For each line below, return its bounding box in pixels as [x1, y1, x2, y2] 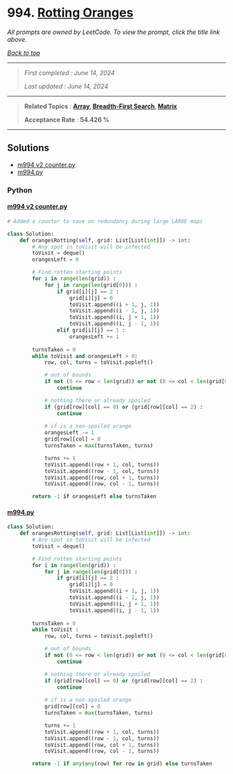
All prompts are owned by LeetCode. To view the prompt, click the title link [7, 28, 221, 36]
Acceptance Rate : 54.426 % [24, 115, 110, 124]
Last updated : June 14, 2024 [24, 82, 109, 90]
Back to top [7, 49, 40, 57]
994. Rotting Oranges [7, 5, 134, 21]
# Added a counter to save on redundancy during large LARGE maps [7, 217, 203, 225]
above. [7, 35, 27, 43]
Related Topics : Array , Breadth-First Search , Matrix [24, 102, 178, 110]
